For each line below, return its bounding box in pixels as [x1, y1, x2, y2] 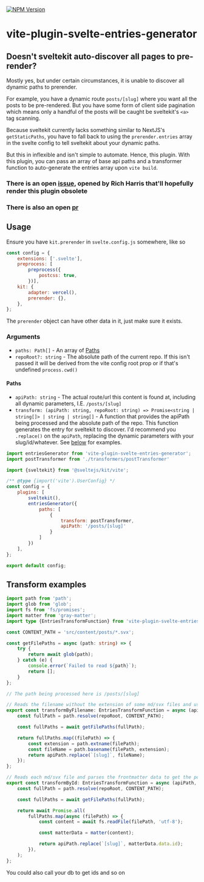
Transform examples [6, 579, 87, 590]
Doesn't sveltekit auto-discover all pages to [6, 51, 175, 61]
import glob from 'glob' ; [6, 601, 72, 607]
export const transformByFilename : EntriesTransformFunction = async [6, 707, 186, 713]
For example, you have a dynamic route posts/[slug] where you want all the [6, 95, 197, 102]
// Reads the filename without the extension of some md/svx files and [6, 702, 191, 708]
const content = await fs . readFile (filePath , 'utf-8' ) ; [38, 819, 183, 825]
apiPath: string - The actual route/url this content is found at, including [15, 393, 196, 401]
